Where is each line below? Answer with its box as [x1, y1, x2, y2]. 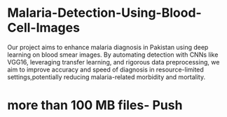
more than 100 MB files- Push [7, 97, 183, 113]
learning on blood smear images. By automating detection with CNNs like [7, 50, 219, 59]
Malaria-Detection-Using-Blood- [7, 5, 202, 21]
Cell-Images [7, 20, 81, 36]
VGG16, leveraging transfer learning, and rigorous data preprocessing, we [7, 57, 220, 66]
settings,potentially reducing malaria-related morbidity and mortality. [7, 72, 205, 81]
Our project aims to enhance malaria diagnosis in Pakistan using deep [7, 43, 209, 51]
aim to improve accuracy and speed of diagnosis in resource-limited [7, 65, 205, 74]
